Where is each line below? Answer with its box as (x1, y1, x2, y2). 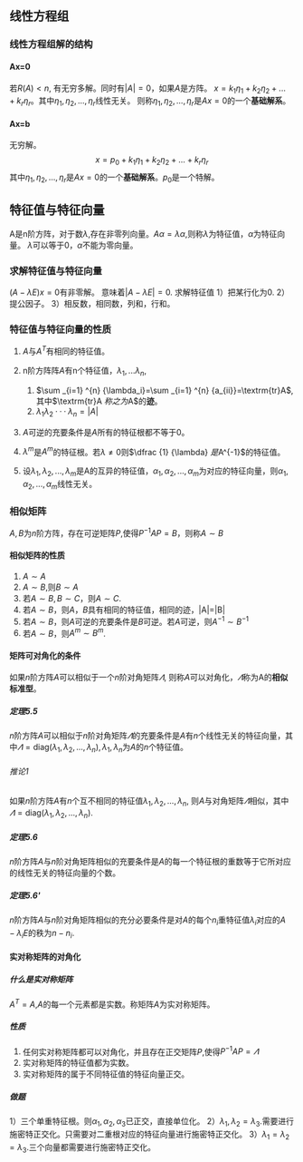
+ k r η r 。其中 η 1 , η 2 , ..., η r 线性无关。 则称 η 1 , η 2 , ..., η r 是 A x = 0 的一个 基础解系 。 (9, 95, 291, 109)
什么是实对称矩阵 (9, 973, 73, 984)
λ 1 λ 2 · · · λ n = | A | (35, 405, 99, 419)
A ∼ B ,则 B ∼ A (22, 581, 79, 592)
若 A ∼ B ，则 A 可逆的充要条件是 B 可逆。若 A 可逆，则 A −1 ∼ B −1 (22, 614, 250, 627)
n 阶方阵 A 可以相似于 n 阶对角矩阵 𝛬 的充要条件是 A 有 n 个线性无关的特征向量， (9, 730, 286, 741)
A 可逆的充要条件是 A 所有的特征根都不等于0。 (22, 426, 190, 437)
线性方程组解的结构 (9, 38, 93, 51)
